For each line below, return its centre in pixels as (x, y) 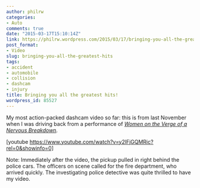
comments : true (25, 28)
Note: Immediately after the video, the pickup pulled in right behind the (93, 159)
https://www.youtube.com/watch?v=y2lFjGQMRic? (91, 141)
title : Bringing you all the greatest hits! (62, 95)
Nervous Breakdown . (32, 130)
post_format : (22, 45)
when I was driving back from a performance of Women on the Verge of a (97, 124)
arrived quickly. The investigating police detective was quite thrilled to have (99, 172)
